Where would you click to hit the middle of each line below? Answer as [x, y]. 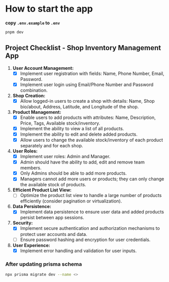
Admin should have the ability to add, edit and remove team [82, 162]
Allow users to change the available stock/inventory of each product [92, 140]
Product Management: [37, 112]
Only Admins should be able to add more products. [73, 173]
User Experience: [31, 245]
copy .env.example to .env [32, 23]
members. [31, 168]
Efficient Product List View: [42, 190]
